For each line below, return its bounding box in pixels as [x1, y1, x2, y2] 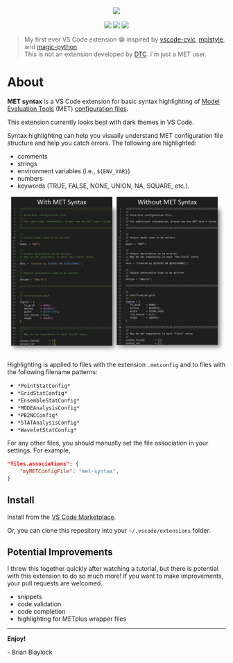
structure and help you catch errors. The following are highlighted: [7, 139, 197, 147]
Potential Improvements [7, 546, 113, 558]
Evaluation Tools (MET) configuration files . [7, 104, 129, 113]
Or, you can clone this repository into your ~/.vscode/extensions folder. [7, 526, 212, 534]
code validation [17, 600, 62, 608]
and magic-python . [24, 43, 79, 51]
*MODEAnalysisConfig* [17, 405, 80, 412]
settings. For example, [7, 446, 71, 454]
